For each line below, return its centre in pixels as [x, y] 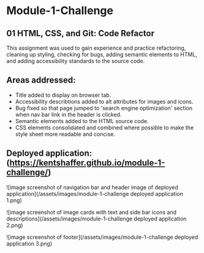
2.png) [15, 225]
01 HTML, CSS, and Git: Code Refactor [81, 33]
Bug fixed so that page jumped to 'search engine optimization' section [104, 108]
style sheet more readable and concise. [65, 134]
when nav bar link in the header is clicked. [68, 115]
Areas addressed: [41, 80]
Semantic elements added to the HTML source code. [82, 121]
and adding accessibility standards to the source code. [76, 61]
